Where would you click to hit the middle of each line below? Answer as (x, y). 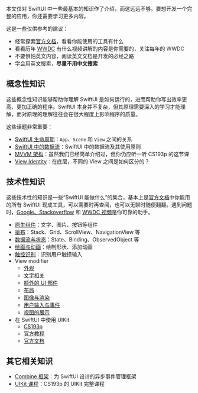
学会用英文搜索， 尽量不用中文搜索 (56, 63)
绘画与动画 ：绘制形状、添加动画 (53, 247)
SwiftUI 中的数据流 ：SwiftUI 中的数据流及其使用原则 (78, 146)
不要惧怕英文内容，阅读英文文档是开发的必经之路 (74, 56)
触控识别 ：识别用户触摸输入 (48, 254)
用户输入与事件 (42, 305)
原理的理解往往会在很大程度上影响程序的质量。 (83, 114)
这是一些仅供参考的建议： (37, 29)
